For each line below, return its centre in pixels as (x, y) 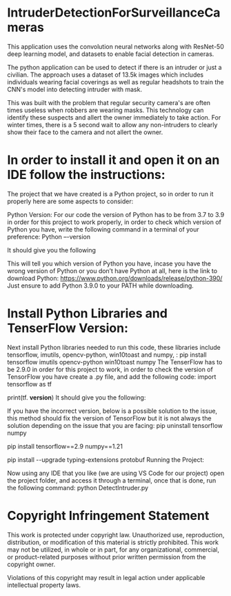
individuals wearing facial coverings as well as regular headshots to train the (115, 82)
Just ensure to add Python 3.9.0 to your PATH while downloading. (101, 286)
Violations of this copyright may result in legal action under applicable (106, 577)
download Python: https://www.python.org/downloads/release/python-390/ (115, 278)
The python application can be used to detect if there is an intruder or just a (114, 67)
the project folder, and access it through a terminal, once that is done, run (112, 480)
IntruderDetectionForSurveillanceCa (114, 13)
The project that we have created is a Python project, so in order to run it (110, 194)
